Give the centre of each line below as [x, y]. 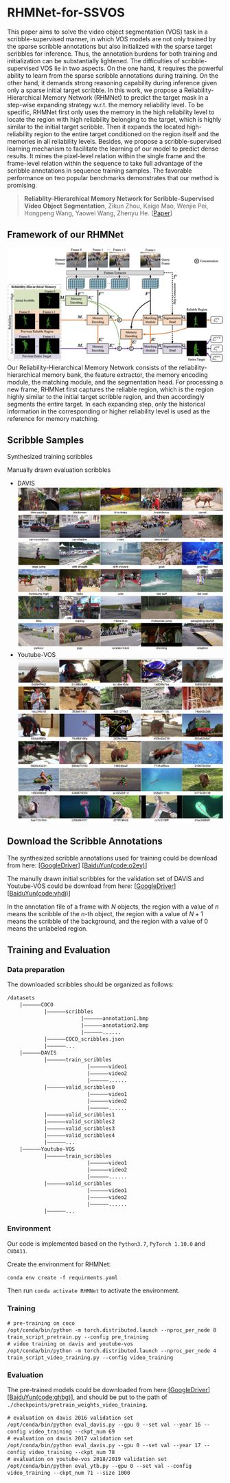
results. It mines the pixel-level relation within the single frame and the [106, 155]
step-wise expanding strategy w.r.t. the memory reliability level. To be [105, 105]
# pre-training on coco [41, 1323]
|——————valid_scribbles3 [79, 1129]
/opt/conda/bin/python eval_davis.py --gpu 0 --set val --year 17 [104, 1446]
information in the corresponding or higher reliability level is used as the [109, 411]
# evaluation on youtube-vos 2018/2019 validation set [87, 1460]
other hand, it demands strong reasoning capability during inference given [112, 83]
